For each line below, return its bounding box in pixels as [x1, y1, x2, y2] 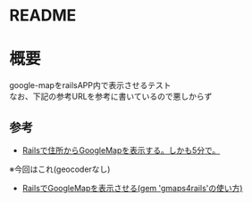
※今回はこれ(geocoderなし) [9, 164, 111, 174]
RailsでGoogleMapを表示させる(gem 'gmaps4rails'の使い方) [21, 182, 243, 193]
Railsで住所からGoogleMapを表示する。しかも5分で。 [21, 144, 221, 156]
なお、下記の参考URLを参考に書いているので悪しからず [9, 91, 213, 102]
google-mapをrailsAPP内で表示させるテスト [9, 80, 172, 91]
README [9, 5, 77, 26]
